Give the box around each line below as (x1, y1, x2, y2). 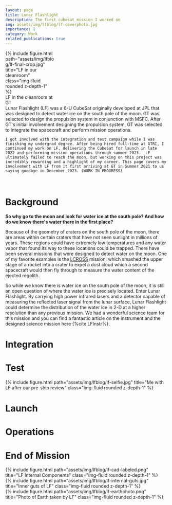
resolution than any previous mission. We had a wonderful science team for (5, 310, 165, 316)
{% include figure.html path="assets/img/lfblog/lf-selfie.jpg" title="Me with (5, 379, 164, 385)
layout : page (5, 7, 33, 13)
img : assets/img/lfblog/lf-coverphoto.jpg (5, 22, 98, 27)
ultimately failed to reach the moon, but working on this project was (5, 155, 162, 160)
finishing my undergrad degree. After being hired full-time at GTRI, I (5, 141, 164, 147)
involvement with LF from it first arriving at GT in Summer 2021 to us (5, 164, 164, 169)
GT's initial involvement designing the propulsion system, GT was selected (5, 121, 163, 128)
